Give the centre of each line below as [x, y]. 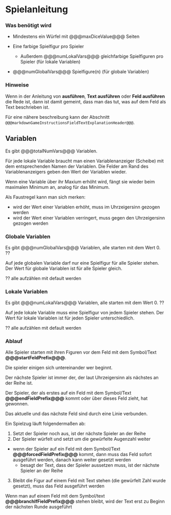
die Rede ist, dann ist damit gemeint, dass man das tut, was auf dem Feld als [86, 101]
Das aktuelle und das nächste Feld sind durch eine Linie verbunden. [77, 414]
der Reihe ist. [19, 383]
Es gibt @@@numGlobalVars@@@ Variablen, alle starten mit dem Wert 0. [83, 247]
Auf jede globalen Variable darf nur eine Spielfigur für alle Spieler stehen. [82, 263]
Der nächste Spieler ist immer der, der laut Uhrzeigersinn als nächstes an [82, 378]
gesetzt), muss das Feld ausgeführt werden [58, 486]
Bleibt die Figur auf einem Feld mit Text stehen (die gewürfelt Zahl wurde [89, 481]
